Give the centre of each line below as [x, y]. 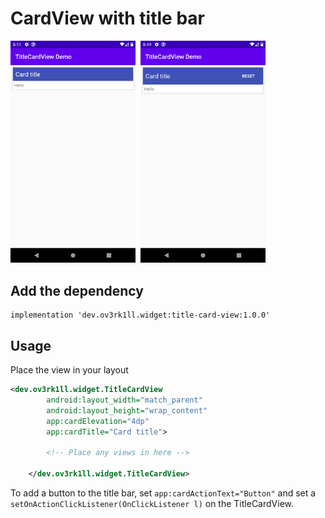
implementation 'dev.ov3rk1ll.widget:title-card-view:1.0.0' [140, 315]
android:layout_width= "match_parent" [124, 400]
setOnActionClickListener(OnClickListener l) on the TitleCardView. [152, 503]
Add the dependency [77, 290]
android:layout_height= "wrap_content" [127, 410]
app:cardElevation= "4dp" [98, 421]
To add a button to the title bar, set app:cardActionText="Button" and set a [163, 493]
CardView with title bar [107, 18]
